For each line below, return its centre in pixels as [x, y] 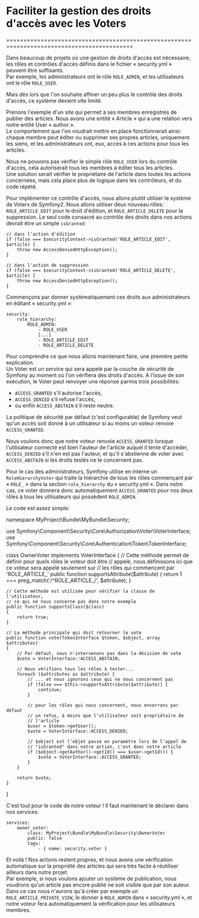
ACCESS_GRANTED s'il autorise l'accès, [58, 393]
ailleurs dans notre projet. [37, 872]
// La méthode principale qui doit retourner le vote [74, 632]
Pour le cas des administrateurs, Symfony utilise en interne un [82, 471]
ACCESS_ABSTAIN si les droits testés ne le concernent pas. [75, 460]
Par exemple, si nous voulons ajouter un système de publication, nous [92, 878]
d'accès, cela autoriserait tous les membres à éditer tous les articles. [90, 168]
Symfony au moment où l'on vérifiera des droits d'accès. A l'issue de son [95, 375]
